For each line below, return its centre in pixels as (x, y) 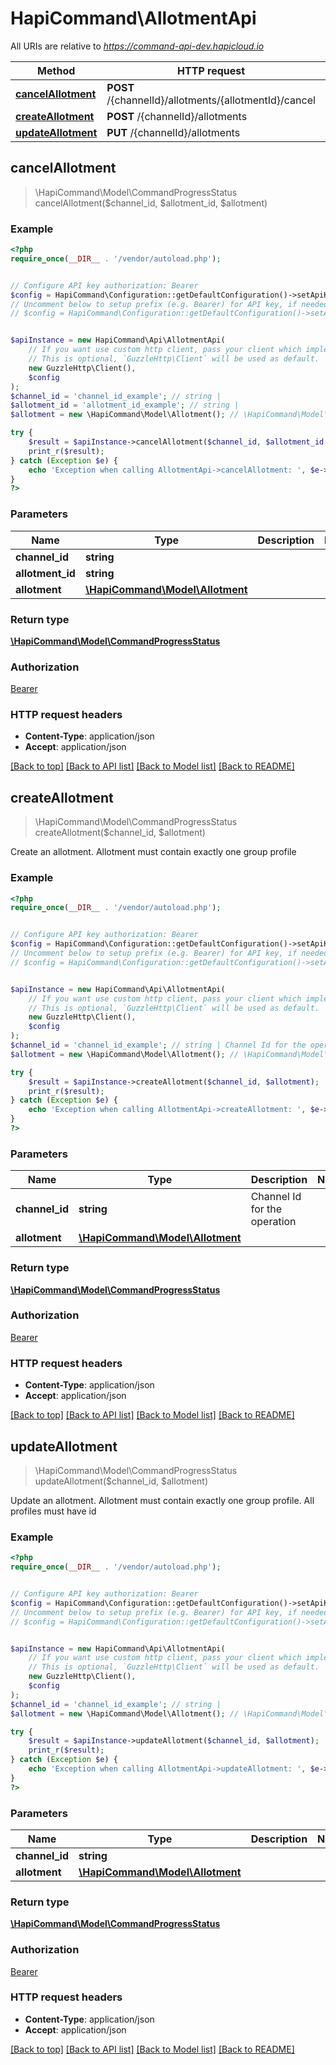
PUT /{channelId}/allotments (173, 132)
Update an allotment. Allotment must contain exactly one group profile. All (162, 1500)
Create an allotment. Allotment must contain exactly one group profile (153, 852)
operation (273, 1222)
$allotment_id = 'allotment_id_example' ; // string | (125, 405)
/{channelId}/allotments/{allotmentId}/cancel (211, 100)
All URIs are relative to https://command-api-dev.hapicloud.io (137, 46)
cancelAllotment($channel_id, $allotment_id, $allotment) (151, 203)
